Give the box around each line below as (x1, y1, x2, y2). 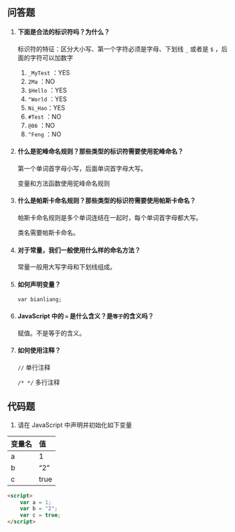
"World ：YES (27, 94, 67, 103)
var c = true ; (20, 512, 61, 519)
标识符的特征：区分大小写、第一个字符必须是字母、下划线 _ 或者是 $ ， (17, 44, 222, 53)
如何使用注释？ (17, 346, 61, 355)
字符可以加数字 (29, 53, 74, 62)
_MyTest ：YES (27, 68, 70, 77)
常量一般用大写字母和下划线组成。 (17, 263, 116, 271)
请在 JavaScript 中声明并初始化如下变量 (17, 420, 132, 429)
